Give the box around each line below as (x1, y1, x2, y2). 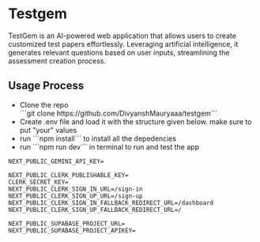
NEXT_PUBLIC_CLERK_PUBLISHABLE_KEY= (8, 171, 129, 179)
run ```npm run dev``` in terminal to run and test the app (19, 142, 200, 151)
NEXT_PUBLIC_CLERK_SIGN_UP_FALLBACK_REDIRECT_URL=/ (8, 206, 182, 214)
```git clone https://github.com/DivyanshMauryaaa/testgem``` (19, 108, 218, 118)
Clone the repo (19, 100, 69, 109)
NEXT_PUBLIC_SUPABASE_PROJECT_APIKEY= (8, 226, 136, 234)
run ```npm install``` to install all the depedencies (19, 134, 176, 143)
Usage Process (8, 79, 85, 93)
